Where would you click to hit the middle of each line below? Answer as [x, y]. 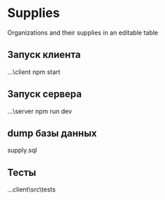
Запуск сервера [45, 94]
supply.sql [22, 151]
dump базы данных [52, 133]
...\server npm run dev [40, 111]
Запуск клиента [44, 55]
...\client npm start [34, 71]
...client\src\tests [32, 189]
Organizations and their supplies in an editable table [83, 33]
